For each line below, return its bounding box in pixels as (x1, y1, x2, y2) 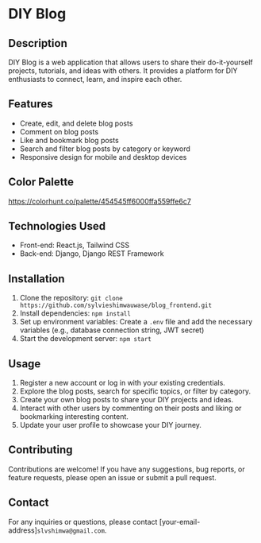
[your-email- (159, 517, 201, 526)
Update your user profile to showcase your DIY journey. (19, 421, 202, 430)
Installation (8, 272, 65, 285)
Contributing (8, 443, 73, 457)
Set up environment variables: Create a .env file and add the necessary (19, 317, 253, 327)
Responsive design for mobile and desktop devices (19, 152, 187, 161)
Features (8, 97, 53, 111)
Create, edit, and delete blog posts (19, 118, 133, 128)
